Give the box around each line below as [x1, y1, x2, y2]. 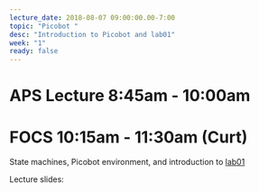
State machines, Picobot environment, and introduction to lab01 [9, 157, 245, 168]
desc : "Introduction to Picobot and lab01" [9, 30, 176, 39]
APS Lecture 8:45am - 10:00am [9, 86, 251, 106]
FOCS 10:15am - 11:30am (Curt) [9, 127, 248, 147]
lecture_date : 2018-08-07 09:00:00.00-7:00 [9, 13, 176, 23]
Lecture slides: [9, 174, 65, 185]
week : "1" [9, 38, 47, 48]
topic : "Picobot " [9, 22, 79, 31]
